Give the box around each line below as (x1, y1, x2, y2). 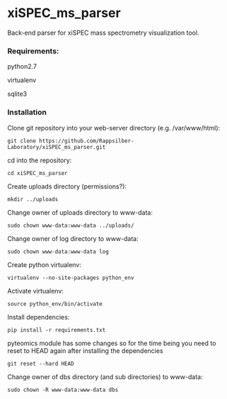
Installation (7, 108, 47, 118)
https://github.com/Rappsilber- (38, 137, 134, 145)
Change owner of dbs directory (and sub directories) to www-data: (7, 372, 203, 381)
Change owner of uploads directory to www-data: (7, 208, 153, 217)
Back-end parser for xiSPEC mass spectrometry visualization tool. (7, 28, 199, 37)
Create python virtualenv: (7, 260, 81, 269)
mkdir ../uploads (7, 196, 59, 203)
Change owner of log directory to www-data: (7, 234, 139, 242)
